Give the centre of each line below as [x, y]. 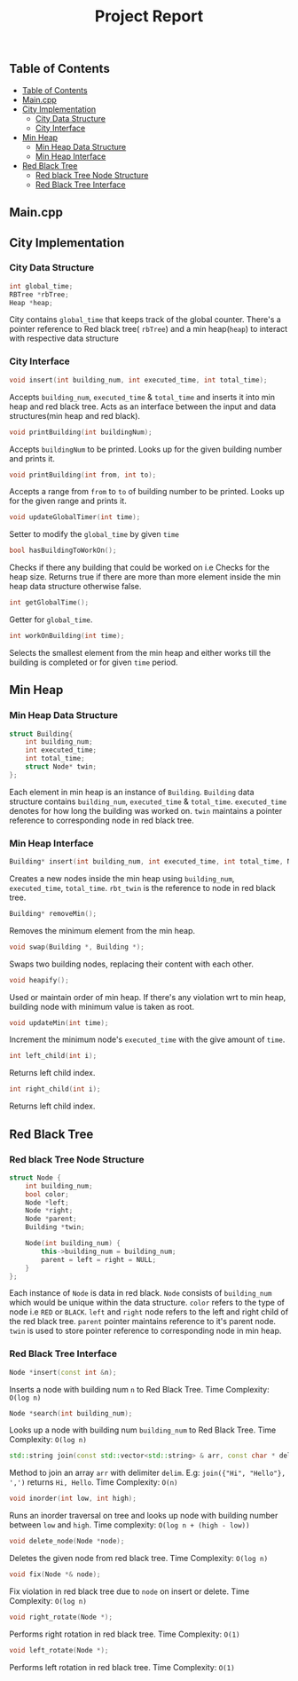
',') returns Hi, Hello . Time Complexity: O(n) [94, 1482]
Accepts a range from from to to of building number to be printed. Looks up [147, 492]
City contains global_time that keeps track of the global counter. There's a [145, 320]
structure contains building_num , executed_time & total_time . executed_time [148, 801]
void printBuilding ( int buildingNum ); [81, 432]
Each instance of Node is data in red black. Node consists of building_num [141, 1293]
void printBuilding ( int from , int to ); [83, 475]
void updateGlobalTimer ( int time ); [75, 517]
